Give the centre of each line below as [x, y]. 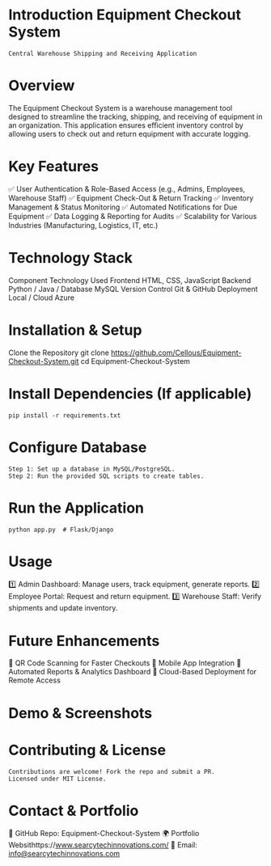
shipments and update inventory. [63, 608]
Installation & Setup [75, 330]
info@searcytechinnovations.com [64, 854]
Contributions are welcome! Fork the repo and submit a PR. [112, 771]
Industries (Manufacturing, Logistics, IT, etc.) [83, 225]
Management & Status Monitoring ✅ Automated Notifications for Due [123, 207]
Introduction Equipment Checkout [125, 15]
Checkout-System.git [44, 361]
